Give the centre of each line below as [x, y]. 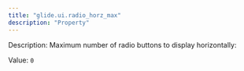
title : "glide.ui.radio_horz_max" [65, 15]
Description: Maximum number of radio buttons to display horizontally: [122, 44]
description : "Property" [49, 23]
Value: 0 [21, 60]
